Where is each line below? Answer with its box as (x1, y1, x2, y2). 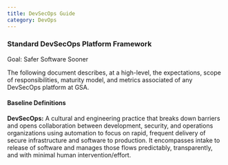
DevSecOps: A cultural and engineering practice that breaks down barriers (7, 115, 220, 122)
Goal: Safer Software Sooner (7, 55, 88, 63)
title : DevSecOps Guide (7, 10, 76, 17)
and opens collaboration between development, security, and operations (7, 122, 214, 130)
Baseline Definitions (7, 99, 67, 107)
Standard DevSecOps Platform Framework (7, 39, 152, 49)
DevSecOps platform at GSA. (7, 83, 90, 91)
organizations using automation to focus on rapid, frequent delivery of (7, 129, 206, 137)
